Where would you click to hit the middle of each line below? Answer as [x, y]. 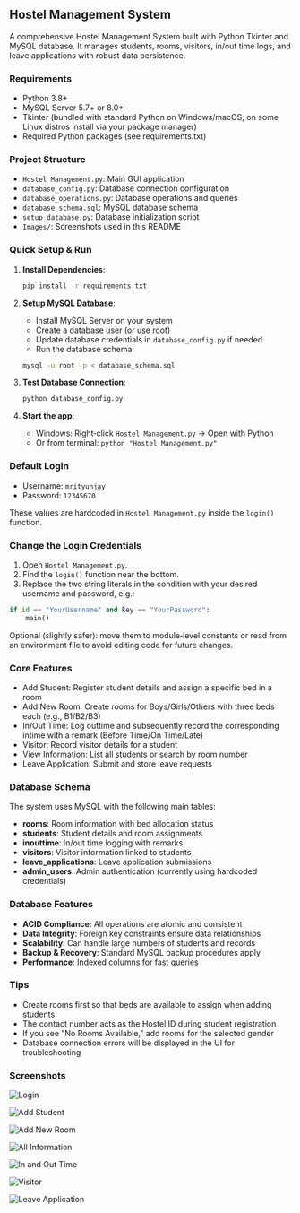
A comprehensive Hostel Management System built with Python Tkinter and [149, 36]
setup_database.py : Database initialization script [111, 217]
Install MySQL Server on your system [104, 320]
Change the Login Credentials [75, 545]
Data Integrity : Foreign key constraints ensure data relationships [141, 933]
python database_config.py [73, 399]
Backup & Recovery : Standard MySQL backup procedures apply [141, 952]
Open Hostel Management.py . [75, 565]
